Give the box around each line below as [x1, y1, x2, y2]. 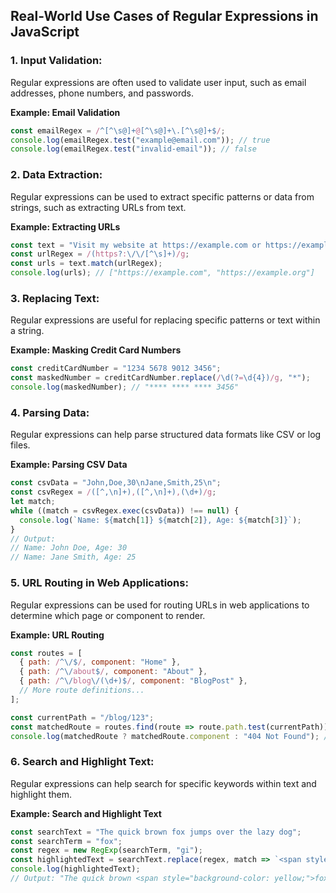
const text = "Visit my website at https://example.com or [10, 240, 262, 250]
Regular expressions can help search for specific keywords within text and [10, 777, 317, 789]
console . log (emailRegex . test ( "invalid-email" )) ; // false [10, 144, 257, 154]
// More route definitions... [19, 685, 145, 695]
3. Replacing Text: [10, 292, 100, 306]
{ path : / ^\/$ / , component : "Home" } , [19, 657, 182, 668]
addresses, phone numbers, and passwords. [10, 87, 194, 99]
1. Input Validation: [10, 54, 103, 68]
